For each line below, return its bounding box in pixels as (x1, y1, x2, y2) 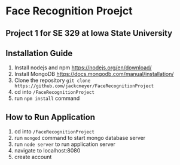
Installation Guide (5, 48, 73, 58)
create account (14, 154, 52, 161)
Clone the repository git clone (14, 77, 91, 84)
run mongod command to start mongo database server (14, 135, 146, 142)
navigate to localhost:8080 (14, 147, 81, 154)
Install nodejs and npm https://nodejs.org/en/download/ (14, 64, 152, 71)
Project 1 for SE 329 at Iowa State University (5, 28, 173, 38)
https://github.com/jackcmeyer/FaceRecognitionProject (14, 83, 154, 89)
